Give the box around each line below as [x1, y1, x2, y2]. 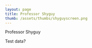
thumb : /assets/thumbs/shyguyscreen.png [5, 16, 88, 21]
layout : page [5, 7, 31, 12]
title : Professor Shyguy [5, 12, 55, 16]
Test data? [5, 38, 26, 44]
